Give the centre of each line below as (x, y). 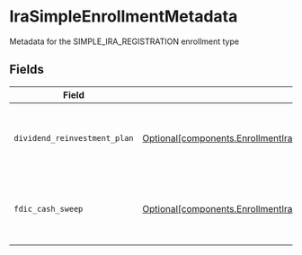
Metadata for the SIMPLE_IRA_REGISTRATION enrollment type (124, 41)
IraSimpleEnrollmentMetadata (124, 17)
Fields (27, 70)
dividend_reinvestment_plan (74, 138)
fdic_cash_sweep (49, 209)
